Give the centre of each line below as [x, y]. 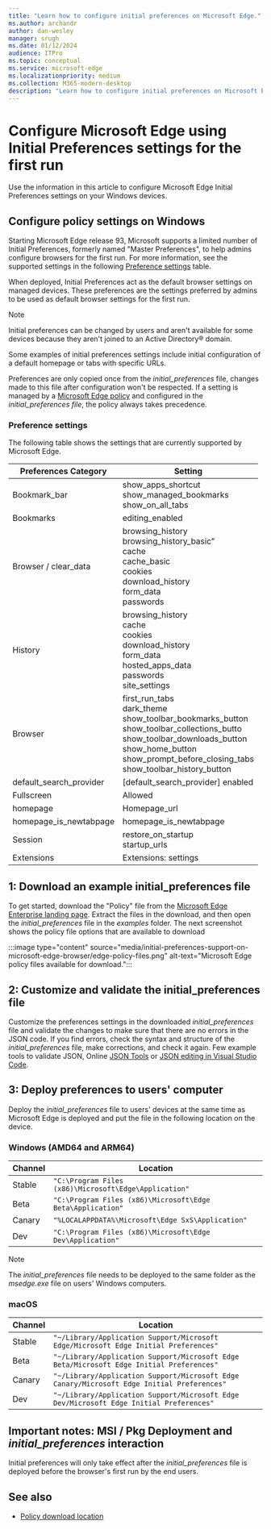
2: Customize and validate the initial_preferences [134, 990]
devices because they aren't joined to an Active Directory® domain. [120, 339]
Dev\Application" [86, 1240]
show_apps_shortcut [161, 485]
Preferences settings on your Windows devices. [88, 196]
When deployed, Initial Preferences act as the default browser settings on [130, 282]
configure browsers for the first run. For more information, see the [118, 258]
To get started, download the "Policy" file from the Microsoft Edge [118, 906]
